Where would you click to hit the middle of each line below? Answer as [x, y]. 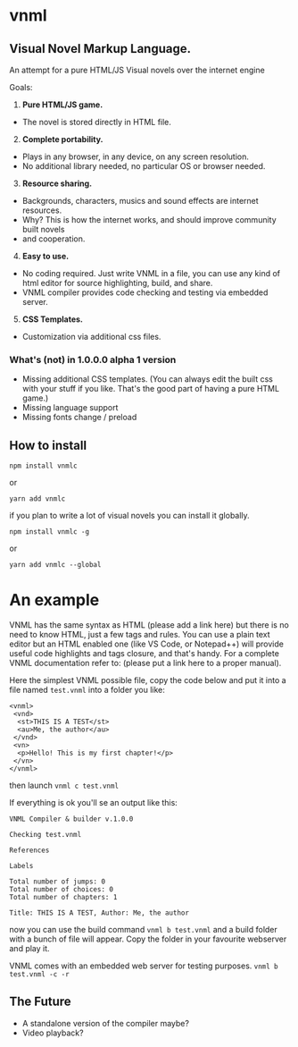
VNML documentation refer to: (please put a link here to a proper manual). [145, 663]
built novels [43, 229]
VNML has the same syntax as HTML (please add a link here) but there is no [149, 625]
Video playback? [53, 1033]
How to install [48, 445]
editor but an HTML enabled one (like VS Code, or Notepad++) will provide [146, 644]
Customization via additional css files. [91, 337]
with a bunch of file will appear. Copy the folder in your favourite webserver [148, 939]
